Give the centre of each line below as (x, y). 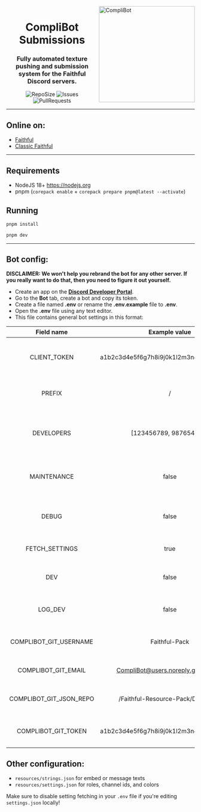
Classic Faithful (34, 146)
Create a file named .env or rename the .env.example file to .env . (96, 304)
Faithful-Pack (170, 642)
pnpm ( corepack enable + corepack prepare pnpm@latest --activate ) (100, 192)
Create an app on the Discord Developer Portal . (74, 292)
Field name (52, 332)
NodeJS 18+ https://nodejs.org (53, 185)
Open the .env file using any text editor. (63, 311)
